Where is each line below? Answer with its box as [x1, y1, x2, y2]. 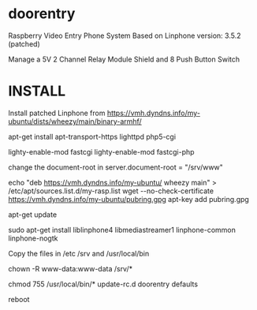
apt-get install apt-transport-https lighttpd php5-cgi [8, 132, 176, 141]
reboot [8, 294, 30, 304]
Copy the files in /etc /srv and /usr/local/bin [8, 248, 150, 258]
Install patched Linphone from [8, 108, 106, 118]
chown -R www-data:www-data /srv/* [8, 263, 133, 273]
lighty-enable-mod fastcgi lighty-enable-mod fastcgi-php [8, 147, 195, 156]
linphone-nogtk [8, 233, 58, 243]
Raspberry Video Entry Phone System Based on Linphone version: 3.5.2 [8, 31, 241, 40]
